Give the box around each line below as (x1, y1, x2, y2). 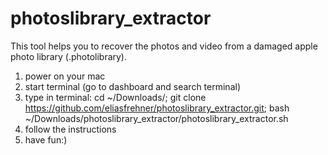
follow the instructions (24, 123, 117, 135)
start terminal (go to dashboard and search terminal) (24, 80, 241, 92)
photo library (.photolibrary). (10, 50, 128, 62)
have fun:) (24, 133, 68, 146)
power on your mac (24, 70, 106, 82)
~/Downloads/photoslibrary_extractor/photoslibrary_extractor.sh (24, 112, 289, 124)
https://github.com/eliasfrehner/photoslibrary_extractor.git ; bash (24, 102, 290, 114)
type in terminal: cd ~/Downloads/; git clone (24, 91, 207, 103)
